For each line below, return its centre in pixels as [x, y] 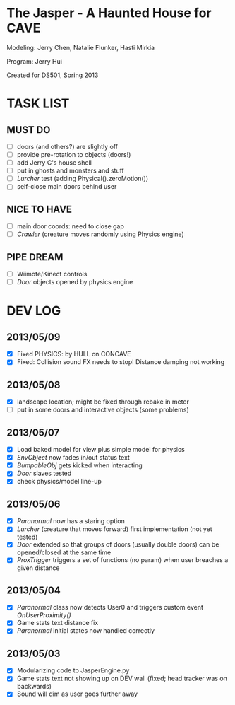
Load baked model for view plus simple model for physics [101, 450]
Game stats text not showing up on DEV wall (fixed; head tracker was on [122, 678]
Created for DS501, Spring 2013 [53, 75]
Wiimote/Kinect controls [52, 274]
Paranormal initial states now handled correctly [86, 631]
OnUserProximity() [44, 615]
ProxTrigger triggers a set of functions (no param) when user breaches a [122, 560]
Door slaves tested [44, 473]
